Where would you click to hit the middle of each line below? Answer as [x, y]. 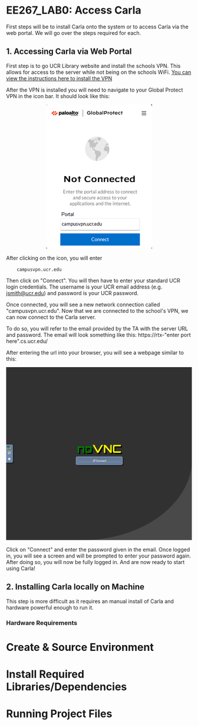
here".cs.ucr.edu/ [27, 341]
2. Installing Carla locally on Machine [75, 587]
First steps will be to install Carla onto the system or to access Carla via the [97, 27]
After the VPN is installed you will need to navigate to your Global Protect [95, 90]
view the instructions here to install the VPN [59, 78]
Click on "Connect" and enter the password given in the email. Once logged [98, 549]
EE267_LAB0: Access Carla [74, 10]
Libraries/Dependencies [67, 687]
